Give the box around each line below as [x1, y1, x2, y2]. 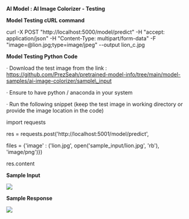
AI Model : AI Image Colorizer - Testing [6, 5, 106, 12]
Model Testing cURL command [6, 17, 85, 23]
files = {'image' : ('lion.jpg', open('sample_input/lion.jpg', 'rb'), [6, 142, 160, 149]
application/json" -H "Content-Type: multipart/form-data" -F [6, 35, 156, 42]
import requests [6, 119, 46, 126]
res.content [6, 160, 35, 167]
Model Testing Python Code [6, 53, 78, 60]
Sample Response [6, 195, 53, 202]
